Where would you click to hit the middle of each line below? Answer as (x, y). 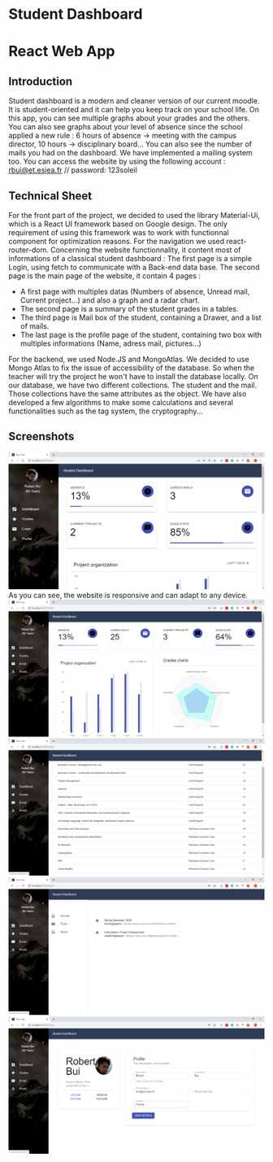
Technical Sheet (50, 196)
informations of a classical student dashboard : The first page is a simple (130, 258)
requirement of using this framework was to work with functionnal (119, 232)
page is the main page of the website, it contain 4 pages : (105, 276)
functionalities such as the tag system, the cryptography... (106, 411)
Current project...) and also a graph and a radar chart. (110, 300)
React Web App (62, 52)
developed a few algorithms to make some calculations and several (121, 402)
